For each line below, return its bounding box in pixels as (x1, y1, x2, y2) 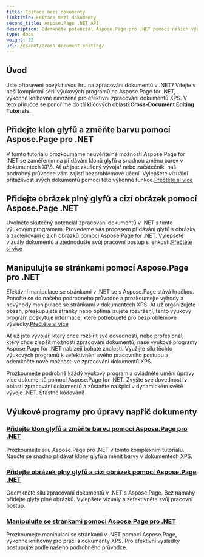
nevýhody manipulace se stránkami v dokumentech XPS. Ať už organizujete (6, 301, 196, 308)
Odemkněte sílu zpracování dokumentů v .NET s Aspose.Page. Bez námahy (6, 489, 195, 496)
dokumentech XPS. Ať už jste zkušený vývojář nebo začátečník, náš (6, 163, 177, 170)
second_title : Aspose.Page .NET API (6, 20, 99, 26)
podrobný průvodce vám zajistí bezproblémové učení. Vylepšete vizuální (6, 169, 188, 177)
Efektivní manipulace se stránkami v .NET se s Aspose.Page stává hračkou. (6, 288, 194, 295)
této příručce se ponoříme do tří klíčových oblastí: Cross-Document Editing (6, 101, 194, 108)
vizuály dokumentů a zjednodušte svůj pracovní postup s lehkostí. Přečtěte (6, 238, 192, 246)
